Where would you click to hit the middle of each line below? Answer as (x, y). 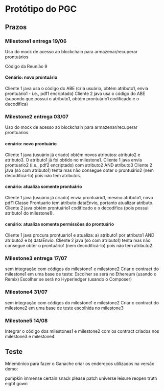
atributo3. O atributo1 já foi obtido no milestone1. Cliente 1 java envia (73, 160)
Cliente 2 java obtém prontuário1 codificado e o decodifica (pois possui (77, 208)
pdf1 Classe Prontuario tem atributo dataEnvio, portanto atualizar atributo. (79, 203)
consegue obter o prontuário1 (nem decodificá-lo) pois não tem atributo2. (79, 245)
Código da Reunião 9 (26, 66)
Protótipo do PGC (41, 9)
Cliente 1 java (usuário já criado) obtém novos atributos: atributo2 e (73, 155)
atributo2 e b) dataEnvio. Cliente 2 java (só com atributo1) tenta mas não (78, 240)
